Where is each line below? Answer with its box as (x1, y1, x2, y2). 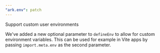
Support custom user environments (5, 21, 79, 27)
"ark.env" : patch (5, 7, 42, 13)
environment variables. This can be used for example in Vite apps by (5, 36, 148, 42)
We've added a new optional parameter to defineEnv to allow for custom (5, 31, 155, 37)
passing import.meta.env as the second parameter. (5, 41, 111, 48)
